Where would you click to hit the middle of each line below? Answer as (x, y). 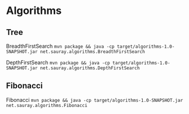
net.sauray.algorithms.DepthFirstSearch (90, 68)
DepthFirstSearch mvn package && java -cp (58, 63)
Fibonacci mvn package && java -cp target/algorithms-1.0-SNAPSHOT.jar (94, 99)
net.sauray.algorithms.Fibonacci (47, 105)
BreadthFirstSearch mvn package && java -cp (60, 46)
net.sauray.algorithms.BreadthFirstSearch (92, 52)
